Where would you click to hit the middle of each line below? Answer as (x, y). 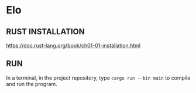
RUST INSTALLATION (45, 32)
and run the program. (32, 84)
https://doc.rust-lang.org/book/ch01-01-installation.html (73, 45)
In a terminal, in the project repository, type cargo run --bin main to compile (98, 78)
